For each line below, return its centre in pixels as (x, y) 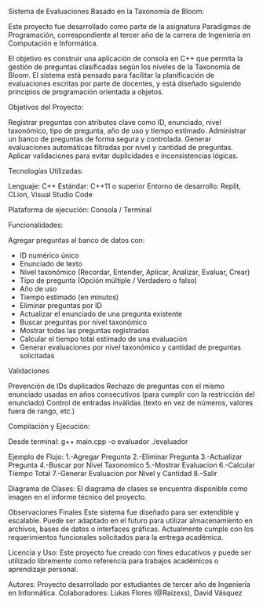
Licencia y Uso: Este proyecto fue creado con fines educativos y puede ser (130, 552)
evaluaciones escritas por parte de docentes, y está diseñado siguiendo (125, 83)
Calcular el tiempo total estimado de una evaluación (103, 339)
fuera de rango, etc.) (42, 411)
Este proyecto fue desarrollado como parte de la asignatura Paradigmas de (130, 26)
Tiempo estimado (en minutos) (69, 297)
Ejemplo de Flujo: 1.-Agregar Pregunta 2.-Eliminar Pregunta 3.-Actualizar (125, 456)
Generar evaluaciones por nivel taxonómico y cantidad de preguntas (130, 347)
